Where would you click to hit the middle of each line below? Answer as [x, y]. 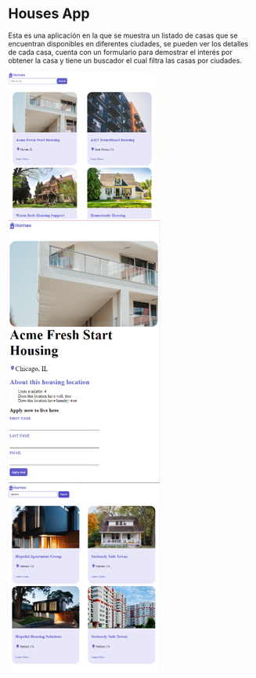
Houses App [49, 14]
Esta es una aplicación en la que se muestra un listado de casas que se [123, 35]
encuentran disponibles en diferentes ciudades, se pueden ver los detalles [128, 43]
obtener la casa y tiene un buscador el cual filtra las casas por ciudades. [125, 60]
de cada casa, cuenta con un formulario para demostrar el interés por [120, 52]
